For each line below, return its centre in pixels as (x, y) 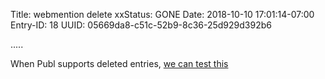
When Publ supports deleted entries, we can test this (119, 63)
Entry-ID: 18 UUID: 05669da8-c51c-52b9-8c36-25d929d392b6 (141, 25)
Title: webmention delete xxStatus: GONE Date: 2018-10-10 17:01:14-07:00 (162, 14)
